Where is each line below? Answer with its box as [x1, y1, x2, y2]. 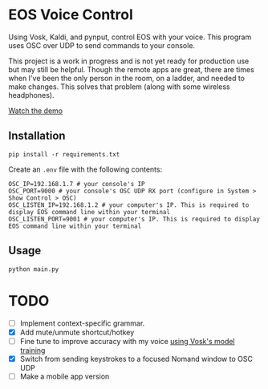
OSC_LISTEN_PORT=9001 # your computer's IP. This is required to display [8, 215, 261, 223]
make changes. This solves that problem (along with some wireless [8, 82, 230, 91]
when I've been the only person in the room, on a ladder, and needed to [8, 73, 246, 83]
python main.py [8, 265, 59, 274]
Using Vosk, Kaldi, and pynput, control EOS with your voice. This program [8, 32, 252, 42]
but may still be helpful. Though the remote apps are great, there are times [8, 64, 254, 74]
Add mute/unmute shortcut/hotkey [19, 327, 135, 337]
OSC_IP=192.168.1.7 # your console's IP [8, 180, 146, 188]
